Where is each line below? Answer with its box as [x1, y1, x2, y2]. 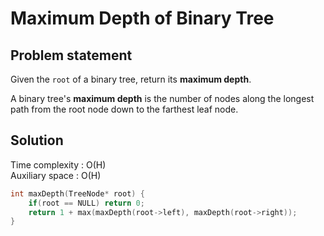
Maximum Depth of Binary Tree [10, 7, 275, 30]
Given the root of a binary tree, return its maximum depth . [10, 73, 252, 85]
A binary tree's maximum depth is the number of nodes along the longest [10, 93, 315, 104]
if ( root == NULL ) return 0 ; [28, 198, 145, 208]
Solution [10, 132, 64, 149]
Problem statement [10, 47, 133, 64]
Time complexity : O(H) [10, 158, 107, 171]
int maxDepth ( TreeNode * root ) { [10, 188, 145, 199]
